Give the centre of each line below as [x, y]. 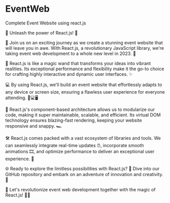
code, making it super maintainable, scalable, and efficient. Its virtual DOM [83, 114]
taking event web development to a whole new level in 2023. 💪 [71, 53]
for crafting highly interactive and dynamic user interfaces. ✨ [69, 74]
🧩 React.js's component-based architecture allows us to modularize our [80, 109]
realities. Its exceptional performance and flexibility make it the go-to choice [85, 69]
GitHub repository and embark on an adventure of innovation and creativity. [84, 174]
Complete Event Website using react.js [46, 23]
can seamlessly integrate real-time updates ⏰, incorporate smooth [75, 145]
